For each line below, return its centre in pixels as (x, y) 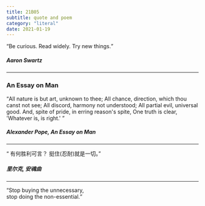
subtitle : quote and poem (39, 18)
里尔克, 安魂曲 (24, 169)
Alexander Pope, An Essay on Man (51, 132)
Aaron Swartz (24, 60)
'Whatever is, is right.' (34, 118)
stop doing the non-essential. (43, 197)
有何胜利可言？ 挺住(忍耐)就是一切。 (54, 154)
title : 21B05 (23, 12)
